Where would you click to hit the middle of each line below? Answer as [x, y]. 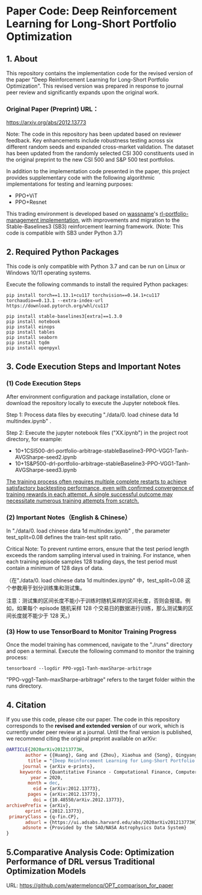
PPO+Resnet [31, 202]
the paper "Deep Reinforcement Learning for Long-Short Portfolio [88, 80]
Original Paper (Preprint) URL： [53, 109]
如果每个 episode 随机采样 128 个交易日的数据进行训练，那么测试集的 [102, 608]
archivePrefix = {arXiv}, [38, 805]
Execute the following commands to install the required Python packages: [97, 284]
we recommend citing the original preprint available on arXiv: [82, 739]
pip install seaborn [32, 338]
